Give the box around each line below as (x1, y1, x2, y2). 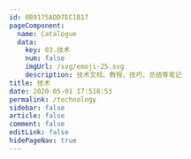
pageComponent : (9, 21, 65, 30)
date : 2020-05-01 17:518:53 (9, 87, 113, 95)
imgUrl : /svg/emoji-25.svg (25, 63, 125, 72)
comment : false (9, 120, 65, 129)
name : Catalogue (17, 29, 77, 38)
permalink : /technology (9, 95, 97, 104)
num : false (25, 54, 65, 63)
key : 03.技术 (25, 46, 71, 55)
